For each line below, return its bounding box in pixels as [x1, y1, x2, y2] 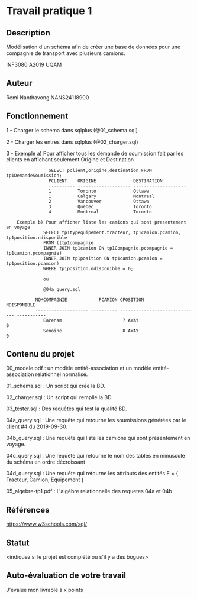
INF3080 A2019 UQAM [6, 61, 62, 68]
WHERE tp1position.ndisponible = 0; [43, 265, 134, 271]
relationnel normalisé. [35, 371, 88, 378]
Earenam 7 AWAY [43, 318, 139, 323]
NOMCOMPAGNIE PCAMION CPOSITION [35, 297, 144, 303]
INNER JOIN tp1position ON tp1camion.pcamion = [43, 255, 163, 261]
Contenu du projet [6, 349, 75, 359]
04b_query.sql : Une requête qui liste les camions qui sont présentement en [6, 435, 190, 442]
